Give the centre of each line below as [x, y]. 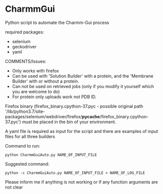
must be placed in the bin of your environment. [69, 122]
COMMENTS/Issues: [26, 61]
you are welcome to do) [36, 91]
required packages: [25, 32]
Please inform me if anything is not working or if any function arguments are [81, 182]
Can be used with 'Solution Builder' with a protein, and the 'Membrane [83, 76]
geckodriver [24, 46]
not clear [14, 187]
